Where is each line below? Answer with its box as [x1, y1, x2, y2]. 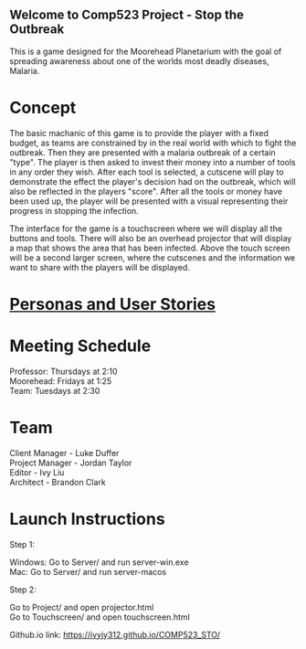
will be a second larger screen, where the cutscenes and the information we [9, 251, 296, 263]
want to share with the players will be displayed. [9, 261, 190, 272]
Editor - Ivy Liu [9, 466, 65, 478]
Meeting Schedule [9, 335, 152, 356]
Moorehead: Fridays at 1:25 [9, 375, 112, 387]
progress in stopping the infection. [9, 205, 139, 216]
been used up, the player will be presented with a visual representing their [9, 196, 289, 207]
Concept [9, 98, 77, 118]
